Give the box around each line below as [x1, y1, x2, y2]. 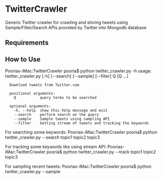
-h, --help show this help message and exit [14, 108, 108, 113]
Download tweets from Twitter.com [9, 82, 79, 88]
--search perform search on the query [14, 113, 99, 117]
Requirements [5, 39, 49, 47]
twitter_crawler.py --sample [5, 169, 61, 175]
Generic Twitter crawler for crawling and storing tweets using [5, 19, 128, 25]
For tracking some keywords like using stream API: [5, 144, 107, 150]
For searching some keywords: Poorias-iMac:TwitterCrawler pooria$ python [5, 130, 157, 135]
